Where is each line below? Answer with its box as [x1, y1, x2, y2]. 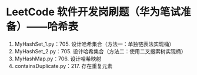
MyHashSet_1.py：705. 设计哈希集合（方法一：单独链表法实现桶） [14, 40, 175, 47]
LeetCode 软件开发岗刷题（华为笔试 [6, 5, 181, 19]
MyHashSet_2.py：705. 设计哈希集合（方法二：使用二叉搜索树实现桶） [14, 47, 186, 54]
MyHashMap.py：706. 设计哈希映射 [14, 55, 102, 62]
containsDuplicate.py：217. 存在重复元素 [14, 62, 113, 69]
